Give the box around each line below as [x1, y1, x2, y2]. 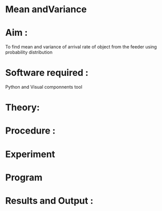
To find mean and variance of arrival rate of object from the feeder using [5, 44, 157, 50]
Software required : [5, 67, 89, 78]
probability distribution [5, 49, 53, 56]
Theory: [5, 102, 40, 113]
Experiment [5, 148, 55, 160]
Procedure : [5, 125, 56, 137]
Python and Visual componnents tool [5, 84, 83, 90]
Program [5, 172, 43, 183]
